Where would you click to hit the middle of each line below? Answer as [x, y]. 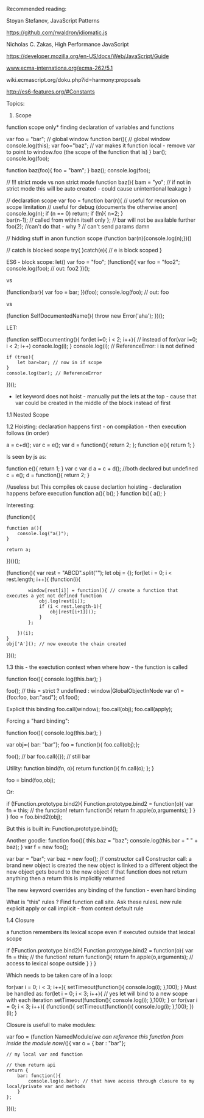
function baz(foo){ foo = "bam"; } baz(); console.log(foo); [78, 170]
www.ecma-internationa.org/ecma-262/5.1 [60, 68]
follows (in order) [28, 433]
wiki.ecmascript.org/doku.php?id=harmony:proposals [74, 80]
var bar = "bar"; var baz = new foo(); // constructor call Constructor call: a [99, 859]
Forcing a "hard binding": [38, 721]
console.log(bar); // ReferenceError [54, 373]
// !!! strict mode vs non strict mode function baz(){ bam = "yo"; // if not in [99, 182]
